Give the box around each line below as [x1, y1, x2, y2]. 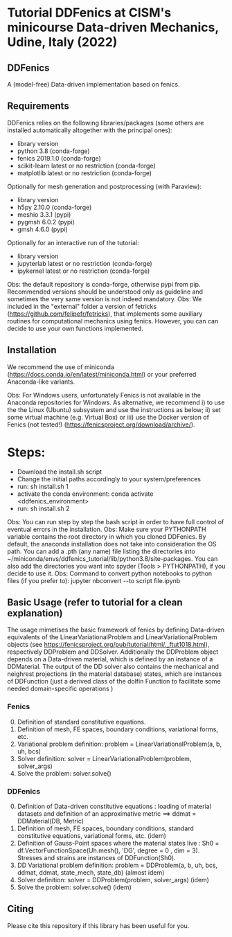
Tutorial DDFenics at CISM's [7, 5, 172, 21]
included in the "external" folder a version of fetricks [7, 302, 157, 310]
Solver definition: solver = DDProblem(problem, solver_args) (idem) [17, 875, 210, 884]
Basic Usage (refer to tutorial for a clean [7, 596, 183, 608]
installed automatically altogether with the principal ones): [7, 126, 172, 134]
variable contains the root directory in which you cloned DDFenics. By [7, 532, 206, 541]
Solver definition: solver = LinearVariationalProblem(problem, [17, 754, 192, 762]
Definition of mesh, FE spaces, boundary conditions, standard [17, 824, 194, 832]
